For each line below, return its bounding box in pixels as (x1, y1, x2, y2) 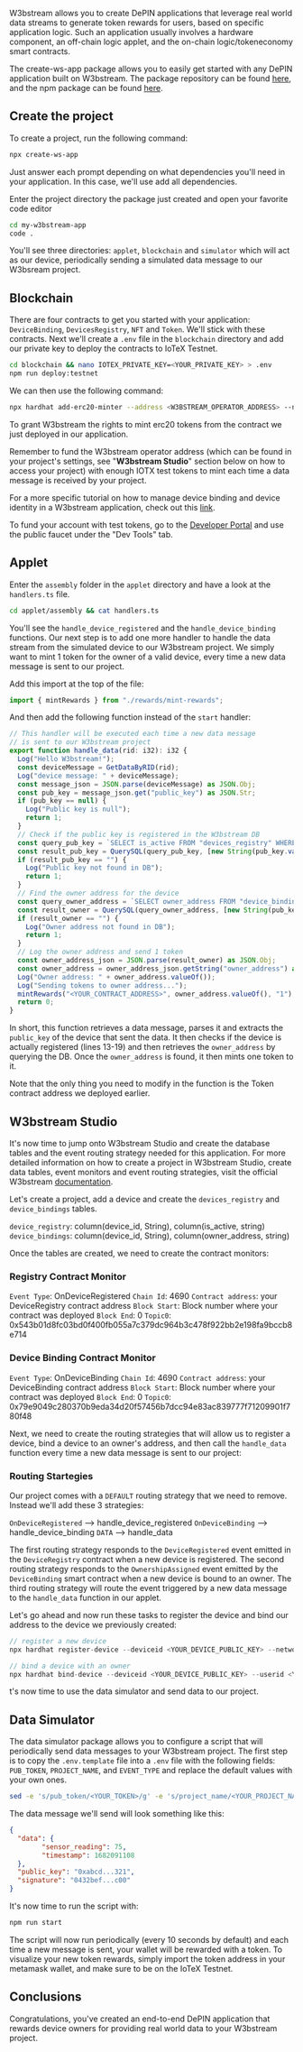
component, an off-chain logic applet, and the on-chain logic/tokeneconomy (9, 36, 293, 47)
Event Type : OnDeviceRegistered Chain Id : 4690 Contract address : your (9, 1291, 278, 1302)
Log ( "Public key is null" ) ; (25, 805, 131, 814)
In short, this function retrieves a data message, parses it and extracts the (9, 1023, 284, 1034)
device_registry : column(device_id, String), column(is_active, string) (9, 1221, 266, 1231)
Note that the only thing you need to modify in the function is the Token (9, 1078, 275, 1090)
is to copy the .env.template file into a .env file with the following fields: (9, 1755, 276, 1766)
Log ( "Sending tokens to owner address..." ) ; (17, 980, 188, 990)
